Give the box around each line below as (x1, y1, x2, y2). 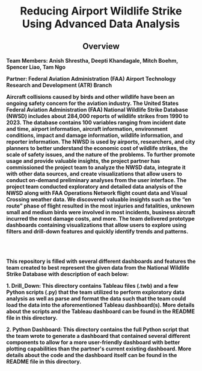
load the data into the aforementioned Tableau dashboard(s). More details (6, 302, 195, 308)
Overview (82, 41, 120, 51)
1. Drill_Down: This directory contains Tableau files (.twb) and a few (6, 282, 179, 289)
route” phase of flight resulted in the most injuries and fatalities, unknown (6, 202, 195, 209)
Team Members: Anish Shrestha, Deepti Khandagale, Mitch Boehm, (6, 57, 179, 64)
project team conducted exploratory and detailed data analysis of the (6, 183, 183, 190)
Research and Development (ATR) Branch (6, 81, 112, 89)
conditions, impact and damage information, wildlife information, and (6, 132, 183, 139)
